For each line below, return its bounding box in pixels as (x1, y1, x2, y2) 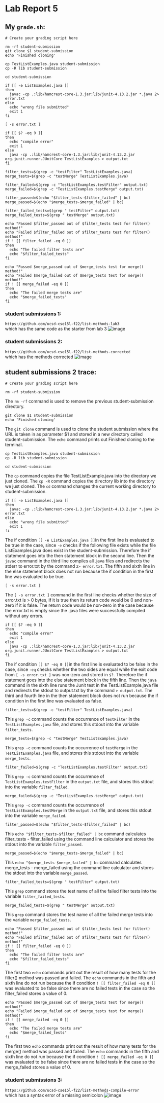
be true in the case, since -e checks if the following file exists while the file (5, 542, 156, 548)
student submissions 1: (5, 310, 61, 317)
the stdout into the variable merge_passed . (5, 870, 88, 876)
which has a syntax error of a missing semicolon (5, 1092, 103, 1098)
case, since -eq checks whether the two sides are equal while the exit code (5, 666, 158, 672)
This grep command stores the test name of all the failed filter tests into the (5, 888, 157, 894)
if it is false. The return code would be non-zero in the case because (15, 602, 154, 608)
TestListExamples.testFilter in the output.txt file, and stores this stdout (5, 779, 154, 785)
